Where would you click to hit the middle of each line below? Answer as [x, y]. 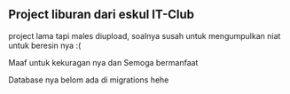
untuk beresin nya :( [45, 45]
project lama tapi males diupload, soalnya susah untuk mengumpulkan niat [145, 35]
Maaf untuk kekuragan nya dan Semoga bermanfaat [103, 62]
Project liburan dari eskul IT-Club [102, 15]
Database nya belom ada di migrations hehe [89, 80]
